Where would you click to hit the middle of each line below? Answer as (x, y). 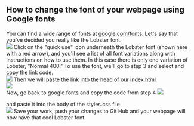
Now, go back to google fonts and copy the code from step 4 (81, 93)
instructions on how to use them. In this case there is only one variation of (97, 60)
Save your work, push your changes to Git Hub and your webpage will (100, 111)
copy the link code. (30, 72)
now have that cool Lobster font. (46, 117)
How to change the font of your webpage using (96, 10)
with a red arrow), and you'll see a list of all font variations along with (91, 53)
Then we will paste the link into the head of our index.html (85, 79)
